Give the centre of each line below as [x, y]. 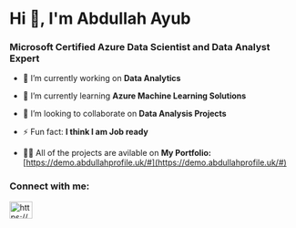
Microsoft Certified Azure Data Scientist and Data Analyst [140, 47]
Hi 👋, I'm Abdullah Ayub [100, 19]
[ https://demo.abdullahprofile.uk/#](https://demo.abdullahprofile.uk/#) [154, 162]
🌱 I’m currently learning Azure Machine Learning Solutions [134, 96]
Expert [25, 58]
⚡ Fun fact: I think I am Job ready [85, 132]
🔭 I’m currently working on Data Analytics [102, 78]
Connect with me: [50, 186]
